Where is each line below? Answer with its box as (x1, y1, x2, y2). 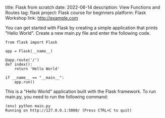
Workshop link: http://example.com (5, 15, 78, 21)
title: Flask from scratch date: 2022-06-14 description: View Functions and (5, 5, 160, 10)
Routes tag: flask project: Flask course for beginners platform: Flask (5, 10, 146, 16)
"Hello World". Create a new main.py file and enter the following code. (5, 30, 151, 36)
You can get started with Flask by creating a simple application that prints (5, 25, 158, 31)
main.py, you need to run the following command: (5, 94, 108, 100)
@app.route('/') (5, 57, 39, 63)
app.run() (14, 80, 35, 85)
